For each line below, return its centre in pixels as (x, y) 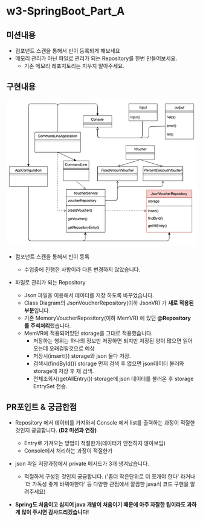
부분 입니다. (37, 310)
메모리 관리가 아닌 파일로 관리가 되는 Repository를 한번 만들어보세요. (96, 58)
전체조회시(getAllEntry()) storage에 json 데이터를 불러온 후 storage (113, 378)
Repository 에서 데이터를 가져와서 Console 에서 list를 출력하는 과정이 (97, 423)
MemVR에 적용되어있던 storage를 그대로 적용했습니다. (88, 333)
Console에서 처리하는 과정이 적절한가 (68, 451)
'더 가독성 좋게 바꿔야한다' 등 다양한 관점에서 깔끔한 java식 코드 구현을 (106, 484)
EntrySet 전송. (50, 386)
